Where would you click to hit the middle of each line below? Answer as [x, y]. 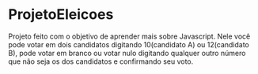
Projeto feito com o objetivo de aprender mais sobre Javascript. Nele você [129, 36]
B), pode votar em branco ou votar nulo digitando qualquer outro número [127, 53]
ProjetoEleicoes [61, 15]
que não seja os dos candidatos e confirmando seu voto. [101, 61]
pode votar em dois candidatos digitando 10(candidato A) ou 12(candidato [129, 44]
